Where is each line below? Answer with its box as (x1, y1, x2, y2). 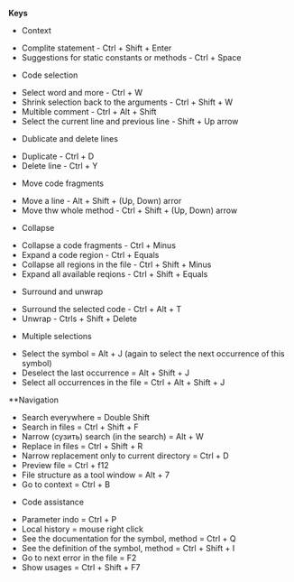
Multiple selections (21, 331, 92, 341)
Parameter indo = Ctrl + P (21, 514, 117, 524)
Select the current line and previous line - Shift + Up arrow (21, 116, 239, 126)
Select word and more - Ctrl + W (21, 88, 143, 97)
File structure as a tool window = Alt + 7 (21, 469, 170, 480)
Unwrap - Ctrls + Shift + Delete (21, 313, 137, 324)
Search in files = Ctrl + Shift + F (21, 421, 139, 432)
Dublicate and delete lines (21, 134, 119, 143)
